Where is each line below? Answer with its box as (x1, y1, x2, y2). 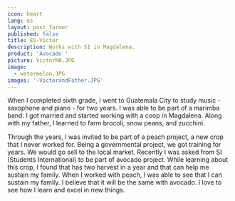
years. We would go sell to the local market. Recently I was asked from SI (7, 148, 222, 157)
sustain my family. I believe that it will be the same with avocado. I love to (7, 178, 222, 187)
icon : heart (7, 10, 43, 18)
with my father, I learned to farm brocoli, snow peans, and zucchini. (7, 119, 205, 128)
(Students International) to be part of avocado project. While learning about (7, 155, 229, 164)
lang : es (7, 17, 33, 24)
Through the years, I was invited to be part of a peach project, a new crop (7, 133, 224, 141)
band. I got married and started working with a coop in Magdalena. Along (7, 111, 222, 120)
